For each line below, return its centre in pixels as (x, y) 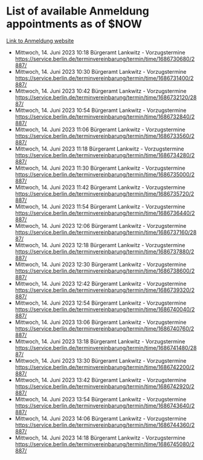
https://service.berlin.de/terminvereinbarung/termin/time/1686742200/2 (105, 367)
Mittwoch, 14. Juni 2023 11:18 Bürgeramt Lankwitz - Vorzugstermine (99, 149)
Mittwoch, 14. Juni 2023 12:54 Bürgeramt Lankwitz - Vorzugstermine (101, 303)
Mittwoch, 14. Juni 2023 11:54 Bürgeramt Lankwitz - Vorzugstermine (100, 206)
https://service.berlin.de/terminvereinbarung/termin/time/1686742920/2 (105, 386)
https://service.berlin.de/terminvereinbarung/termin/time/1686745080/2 (105, 444)
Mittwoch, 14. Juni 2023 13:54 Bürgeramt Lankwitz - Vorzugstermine (101, 399)
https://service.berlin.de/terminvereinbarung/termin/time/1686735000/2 (105, 174)
